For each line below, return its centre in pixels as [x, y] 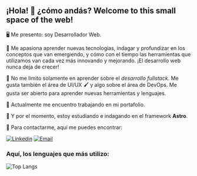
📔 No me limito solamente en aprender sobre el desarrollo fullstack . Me [92, 78]
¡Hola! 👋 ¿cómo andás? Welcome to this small [91, 11]
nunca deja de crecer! [33, 67]
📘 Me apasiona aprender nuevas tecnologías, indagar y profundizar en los [96, 48]
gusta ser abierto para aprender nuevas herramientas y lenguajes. [86, 93]
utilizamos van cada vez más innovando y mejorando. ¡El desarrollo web [94, 60]
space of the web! [40, 20]
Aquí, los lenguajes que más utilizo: [58, 154]
